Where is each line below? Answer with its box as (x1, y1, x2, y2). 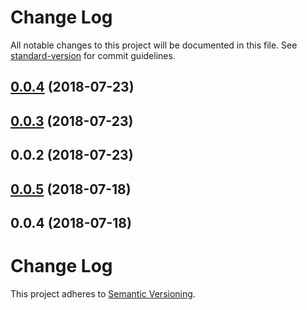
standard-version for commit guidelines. (10, 49, 176, 61)
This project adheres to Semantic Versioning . (10, 287, 196, 300)
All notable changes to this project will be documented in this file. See (10, 39, 298, 51)
